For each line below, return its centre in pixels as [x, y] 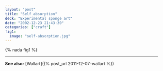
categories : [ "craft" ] [28, 27]
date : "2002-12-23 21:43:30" [34, 23]
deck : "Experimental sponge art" [39, 18]
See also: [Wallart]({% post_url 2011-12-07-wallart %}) [59, 63]
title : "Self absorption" [31, 14]
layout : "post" [20, 9]
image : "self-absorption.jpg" [40, 36]
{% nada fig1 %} [21, 50]
